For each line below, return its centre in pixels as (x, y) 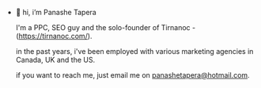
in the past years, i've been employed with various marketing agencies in (134, 51)
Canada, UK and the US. (55, 60)
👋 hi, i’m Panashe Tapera (56, 12)
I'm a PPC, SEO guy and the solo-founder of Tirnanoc (103, 27)
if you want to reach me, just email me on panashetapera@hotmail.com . (133, 75)
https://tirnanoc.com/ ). (55, 36)
